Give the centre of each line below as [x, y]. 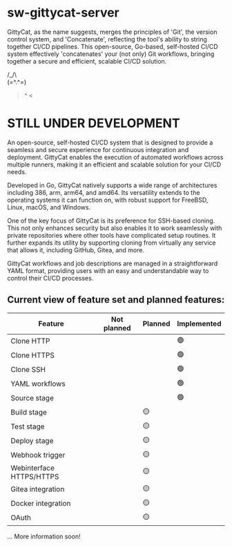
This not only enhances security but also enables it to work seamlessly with [115, 228]
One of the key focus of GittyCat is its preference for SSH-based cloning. [111, 220]
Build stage [29, 413]
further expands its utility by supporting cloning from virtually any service [112, 243]
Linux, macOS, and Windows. [49, 207]
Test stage [28, 426]
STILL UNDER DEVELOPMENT [94, 123]
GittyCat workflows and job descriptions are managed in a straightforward [113, 263]
